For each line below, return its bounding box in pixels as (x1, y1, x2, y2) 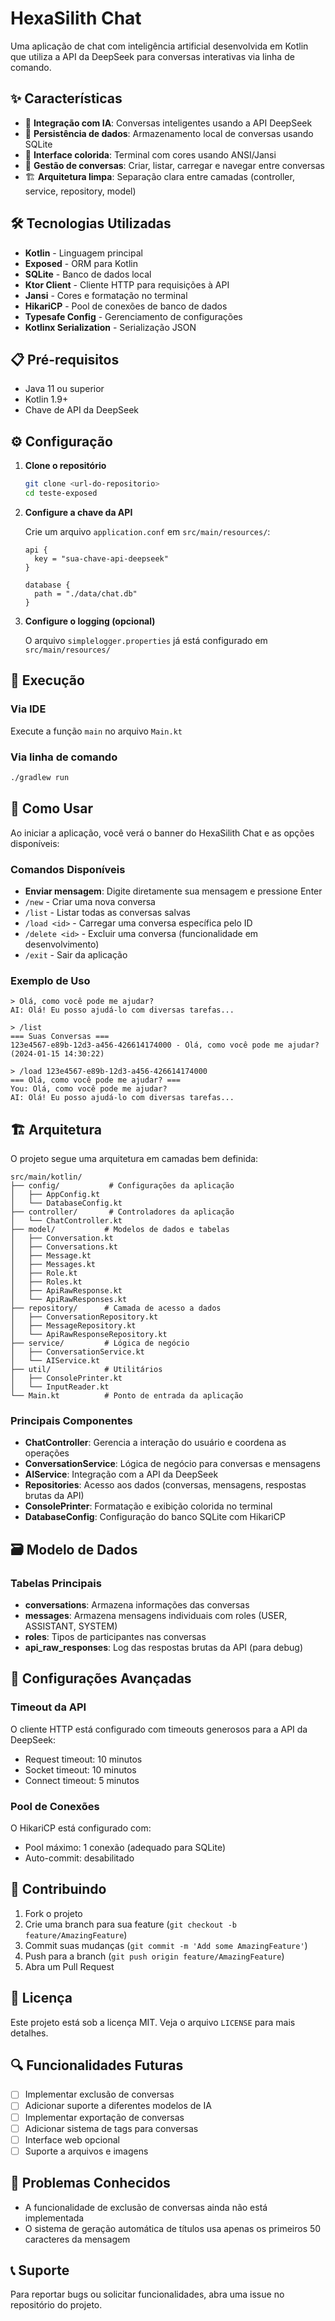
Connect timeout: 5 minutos (24, 1774, 140, 1786)
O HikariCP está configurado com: (10, 1822, 152, 1834)
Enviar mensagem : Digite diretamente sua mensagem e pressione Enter (24, 885, 323, 897)
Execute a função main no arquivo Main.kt (10, 725, 183, 737)
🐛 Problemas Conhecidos (10, 2175, 171, 2192)
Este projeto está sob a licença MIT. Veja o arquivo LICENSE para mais (10, 2016, 296, 2028)
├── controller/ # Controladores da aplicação (10, 1207, 235, 1217)
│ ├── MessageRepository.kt (10, 1321, 137, 1331)
